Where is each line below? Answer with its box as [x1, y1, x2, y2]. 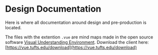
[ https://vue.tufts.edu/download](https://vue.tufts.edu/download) [5, 44, 137, 50]
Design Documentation [5, 3, 101, 15]
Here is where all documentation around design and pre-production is [5, 19, 147, 25]
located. [5, 24, 22, 30]
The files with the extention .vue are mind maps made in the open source [5, 34, 154, 40]
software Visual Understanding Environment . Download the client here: [5, 39, 149, 45]
